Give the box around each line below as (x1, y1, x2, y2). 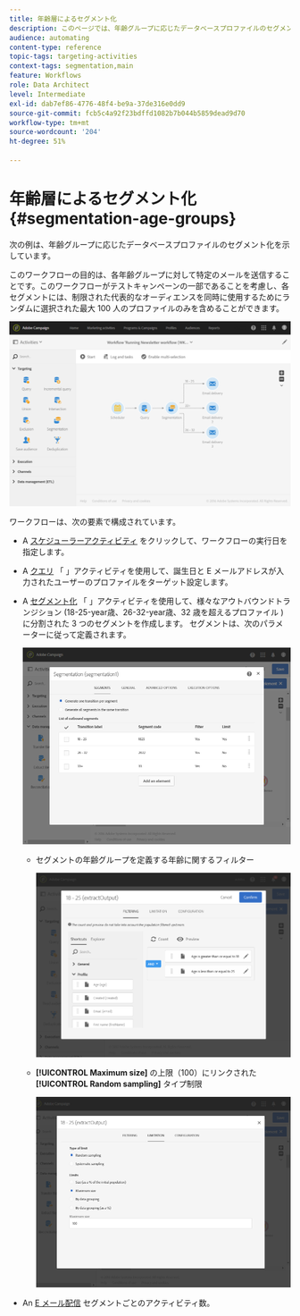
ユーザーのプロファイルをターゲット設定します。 (53, 577, 234, 587)
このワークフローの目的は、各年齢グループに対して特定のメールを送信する (9, 269, 283, 280)
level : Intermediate (9, 89, 87, 98)
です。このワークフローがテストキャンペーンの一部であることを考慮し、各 (16, 280, 290, 291)
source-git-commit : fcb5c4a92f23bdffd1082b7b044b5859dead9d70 (9, 108, 246, 118)
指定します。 (21, 546, 70, 558)
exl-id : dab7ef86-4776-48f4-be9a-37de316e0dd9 (9, 99, 186, 108)
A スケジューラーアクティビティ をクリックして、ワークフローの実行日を (21, 536, 288, 546)
